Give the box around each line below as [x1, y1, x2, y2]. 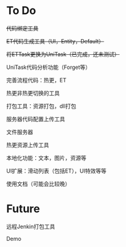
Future [6, 202, 41, 216]
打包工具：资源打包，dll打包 [6, 102, 77, 110]
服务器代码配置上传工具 [6, 115, 65, 123]
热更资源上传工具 [6, 141, 49, 148]
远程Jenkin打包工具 [6, 223, 55, 230]
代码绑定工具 [6, 24, 38, 32]
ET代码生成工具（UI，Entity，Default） [6, 37, 105, 45]
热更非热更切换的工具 [6, 89, 60, 96]
